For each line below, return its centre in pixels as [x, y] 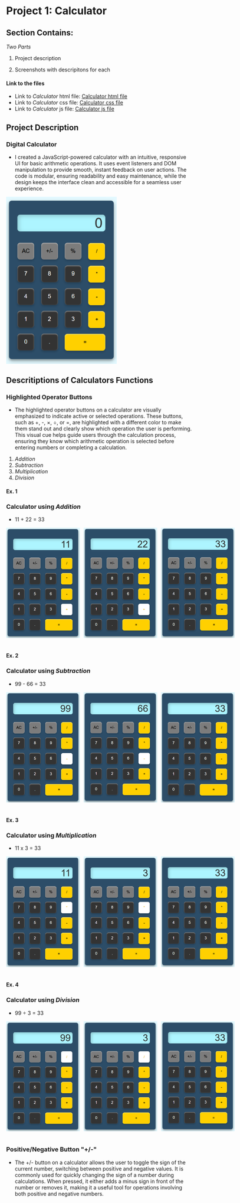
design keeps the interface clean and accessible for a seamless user [98, 182]
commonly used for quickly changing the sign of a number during [94, 1175]
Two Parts [19, 47]
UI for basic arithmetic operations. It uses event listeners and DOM [96, 163]
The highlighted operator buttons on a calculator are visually [88, 410]
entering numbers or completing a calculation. [71, 447]
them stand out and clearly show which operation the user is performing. [103, 429]
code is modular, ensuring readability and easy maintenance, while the [100, 176]
